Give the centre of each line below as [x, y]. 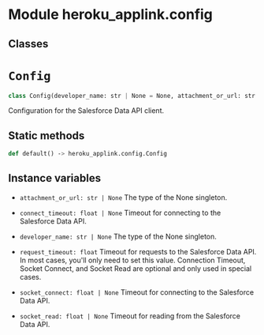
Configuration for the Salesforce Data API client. [86, 111]
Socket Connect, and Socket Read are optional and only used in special [136, 268]
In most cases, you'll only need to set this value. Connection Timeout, [132, 260]
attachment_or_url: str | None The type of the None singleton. [123, 197]
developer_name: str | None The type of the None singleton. [118, 236]
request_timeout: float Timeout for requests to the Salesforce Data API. [138, 251]
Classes [28, 44]
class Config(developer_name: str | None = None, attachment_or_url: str [132, 96]
